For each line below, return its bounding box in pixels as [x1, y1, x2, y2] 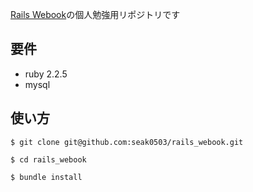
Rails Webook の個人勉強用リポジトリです [10, 9, 181, 20]
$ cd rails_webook [10, 154, 87, 165]
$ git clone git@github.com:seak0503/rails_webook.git [10, 137, 244, 147]
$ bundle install [10, 172, 83, 182]
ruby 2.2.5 [24, 68, 68, 80]
